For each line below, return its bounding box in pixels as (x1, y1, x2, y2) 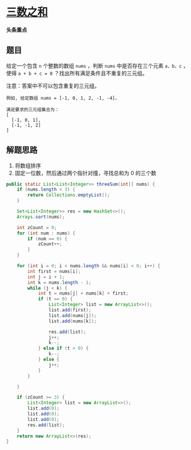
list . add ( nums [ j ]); (48, 312, 97, 318)
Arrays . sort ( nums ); (17, 214, 65, 220)
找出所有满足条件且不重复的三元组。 (59, 69, 148, 77)
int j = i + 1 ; (27, 274, 65, 280)
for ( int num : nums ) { (17, 230, 76, 236)
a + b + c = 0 (17, 71, 53, 77)
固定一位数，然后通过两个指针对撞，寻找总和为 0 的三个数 (14, 169, 157, 176)
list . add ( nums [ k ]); (48, 318, 97, 324)
